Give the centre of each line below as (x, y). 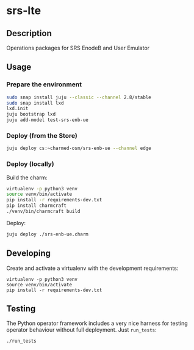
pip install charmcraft (37, 206)
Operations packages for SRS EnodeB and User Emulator (78, 48)
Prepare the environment (44, 84)
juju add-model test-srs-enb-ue (47, 120)
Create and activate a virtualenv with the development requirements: (92, 268)
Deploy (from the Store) (42, 135)
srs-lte (24, 11)
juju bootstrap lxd (31, 114)
